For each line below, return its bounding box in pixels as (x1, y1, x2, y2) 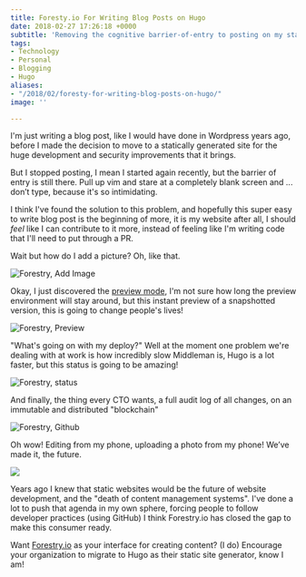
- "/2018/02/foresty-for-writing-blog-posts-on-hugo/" (10, 89, 222, 98)
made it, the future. (10, 449, 83, 460)
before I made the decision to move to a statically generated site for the (10, 140, 278, 151)
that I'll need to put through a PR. (10, 233, 134, 244)
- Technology (10, 47, 60, 56)
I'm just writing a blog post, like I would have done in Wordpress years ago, (10, 131, 291, 142)
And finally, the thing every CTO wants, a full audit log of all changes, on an (10, 395, 292, 406)
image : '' (10, 97, 48, 107)
